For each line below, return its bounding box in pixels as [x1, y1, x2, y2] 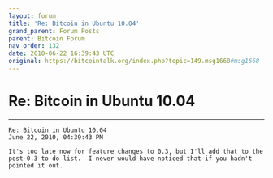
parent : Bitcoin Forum [8, 34, 85, 43]
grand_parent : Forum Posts [8, 27, 100, 35]
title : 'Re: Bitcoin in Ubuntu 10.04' [8, 19, 140, 28]
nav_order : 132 [8, 42, 60, 50]
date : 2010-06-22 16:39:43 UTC [8, 49, 115, 57]
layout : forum [8, 11, 57, 20]
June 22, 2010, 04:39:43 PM [8, 133, 104, 142]
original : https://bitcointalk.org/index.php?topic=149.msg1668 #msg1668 [8, 57, 260, 66]
